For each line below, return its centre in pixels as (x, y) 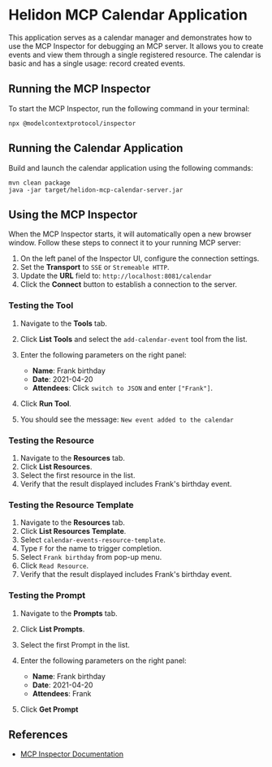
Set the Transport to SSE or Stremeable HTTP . (95, 267)
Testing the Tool (41, 305)
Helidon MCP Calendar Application (128, 15)
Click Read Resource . (54, 565)
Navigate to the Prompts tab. (69, 613)
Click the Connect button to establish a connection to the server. (129, 284)
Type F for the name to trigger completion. (91, 548)
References (38, 734)
